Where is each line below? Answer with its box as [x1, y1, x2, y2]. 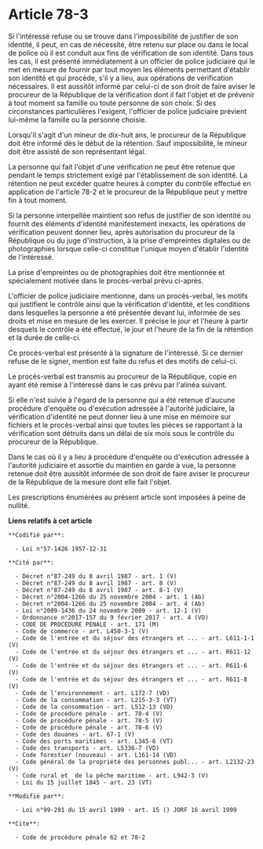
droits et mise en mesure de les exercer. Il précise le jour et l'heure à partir [8, 316, 249, 325]
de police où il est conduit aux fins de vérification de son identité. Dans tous [8, 48, 254, 57]
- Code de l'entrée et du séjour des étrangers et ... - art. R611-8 [15, 675, 247, 683]
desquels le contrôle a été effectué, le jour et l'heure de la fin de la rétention [8, 324, 254, 334]
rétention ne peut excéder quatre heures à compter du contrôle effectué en [8, 178, 251, 188]
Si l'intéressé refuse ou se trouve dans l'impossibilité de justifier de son [8, 31, 239, 41]
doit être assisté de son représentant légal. [8, 147, 147, 156]
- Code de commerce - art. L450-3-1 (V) [15, 627, 149, 635]
